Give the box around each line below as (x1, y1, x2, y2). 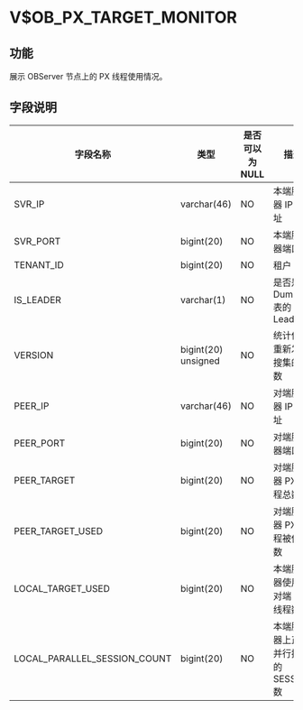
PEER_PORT (14, 437, 66, 449)
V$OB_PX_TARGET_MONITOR (9, 7, 237, 28)
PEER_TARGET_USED (14, 524, 104, 537)
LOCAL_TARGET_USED (14, 582, 110, 595)
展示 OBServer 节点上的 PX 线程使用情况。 (9, 71, 168, 81)
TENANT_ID (14, 258, 65, 271)
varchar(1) (179, 293, 226, 306)
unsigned (179, 355, 221, 367)
